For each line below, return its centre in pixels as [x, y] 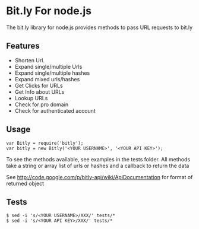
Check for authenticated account [55, 110]
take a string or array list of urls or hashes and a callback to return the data [98, 166]
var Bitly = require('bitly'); [45, 143]
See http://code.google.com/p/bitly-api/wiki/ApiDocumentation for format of [99, 177]
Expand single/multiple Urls [48, 66]
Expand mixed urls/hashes [47, 79]
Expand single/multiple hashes [52, 73]
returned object [25, 183]
